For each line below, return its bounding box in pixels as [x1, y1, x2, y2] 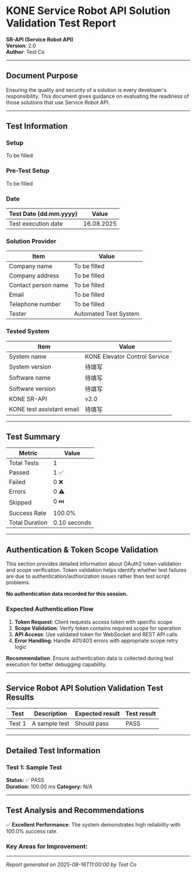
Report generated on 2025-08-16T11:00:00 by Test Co [6, 861, 137, 868]
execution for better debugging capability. [6, 660, 107, 668]
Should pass [75, 719, 109, 728]
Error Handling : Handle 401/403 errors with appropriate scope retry [14, 637, 178, 644]
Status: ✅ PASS [6, 777, 45, 784]
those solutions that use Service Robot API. [6, 98, 110, 106]
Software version [9, 385, 56, 393]
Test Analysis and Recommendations [6, 806, 145, 815]
